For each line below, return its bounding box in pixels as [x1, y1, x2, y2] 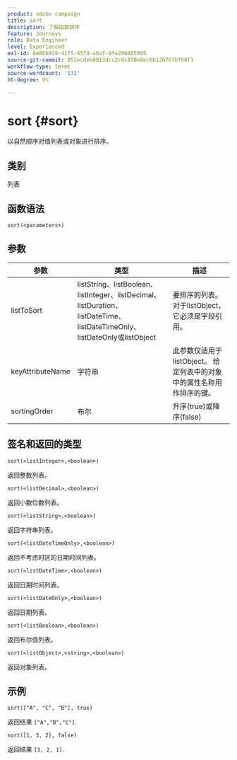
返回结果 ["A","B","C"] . [7, 718, 78, 726]
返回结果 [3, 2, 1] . [7, 745, 65, 754]
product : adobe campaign [7, 10, 80, 18]
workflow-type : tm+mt [7, 63, 71, 70]
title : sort [7, 17, 42, 24]
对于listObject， [172, 300, 226, 310]
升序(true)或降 [172, 401, 220, 411]
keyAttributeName [11, 366, 71, 376]
